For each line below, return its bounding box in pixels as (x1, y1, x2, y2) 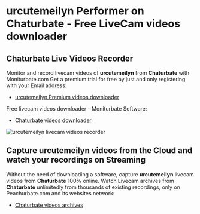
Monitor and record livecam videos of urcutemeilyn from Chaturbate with (6, 69, 190, 76)
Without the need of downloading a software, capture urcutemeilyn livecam (6, 170, 195, 178)
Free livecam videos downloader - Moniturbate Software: (6, 105, 147, 112)
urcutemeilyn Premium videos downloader (14, 94, 120, 100)
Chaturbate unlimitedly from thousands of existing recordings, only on (6, 184, 181, 191)
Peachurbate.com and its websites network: (6, 189, 115, 197)
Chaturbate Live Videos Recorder (6, 53, 134, 63)
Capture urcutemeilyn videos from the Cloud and (6, 145, 193, 156)
